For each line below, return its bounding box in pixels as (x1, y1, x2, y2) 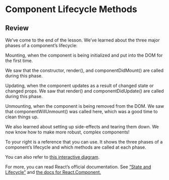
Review (5, 24, 29, 32)
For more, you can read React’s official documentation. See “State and (5, 164, 151, 170)
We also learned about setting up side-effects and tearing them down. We (5, 124, 159, 129)
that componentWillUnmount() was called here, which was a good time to (5, 109, 158, 114)
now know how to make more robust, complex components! (5, 129, 130, 135)
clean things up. (5, 114, 39, 120)
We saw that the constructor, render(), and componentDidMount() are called (5, 67, 164, 73)
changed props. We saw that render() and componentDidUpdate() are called (5, 88, 164, 94)
